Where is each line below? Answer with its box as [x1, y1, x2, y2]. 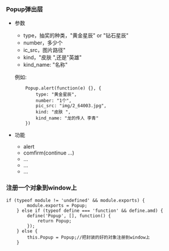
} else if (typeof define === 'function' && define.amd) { [16, 208, 164, 214]
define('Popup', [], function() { [27, 212, 111, 219]
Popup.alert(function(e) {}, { [25, 85, 102, 91]
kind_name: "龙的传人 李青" [36, 115, 99, 121]
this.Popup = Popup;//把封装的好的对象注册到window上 [27, 234, 150, 240]
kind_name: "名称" [23, 61, 68, 68]
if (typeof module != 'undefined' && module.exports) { [6, 197, 145, 203]
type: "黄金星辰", [36, 92, 77, 98]
